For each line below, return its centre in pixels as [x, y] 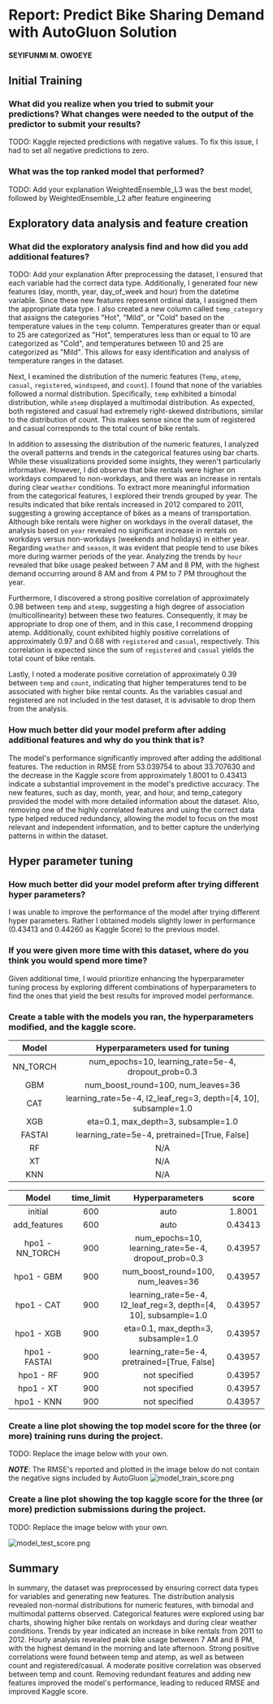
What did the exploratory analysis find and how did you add [128, 247]
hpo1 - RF [38, 1376]
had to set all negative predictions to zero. [79, 150]
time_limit [91, 1198]
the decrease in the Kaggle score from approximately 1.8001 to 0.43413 [128, 775]
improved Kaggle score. [48, 1692]
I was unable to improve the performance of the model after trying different [134, 912]
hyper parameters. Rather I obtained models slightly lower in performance [132, 921]
